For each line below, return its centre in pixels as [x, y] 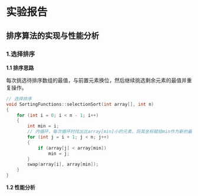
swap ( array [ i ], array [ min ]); [63, 165]
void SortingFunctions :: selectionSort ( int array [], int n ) [80, 104]
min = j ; [59, 154]
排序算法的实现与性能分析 [52, 36]
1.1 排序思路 [20, 68]
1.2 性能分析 [21, 187]
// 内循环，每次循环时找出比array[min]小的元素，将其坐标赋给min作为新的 [108, 132]
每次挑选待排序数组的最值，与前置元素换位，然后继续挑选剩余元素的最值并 [96, 80]
